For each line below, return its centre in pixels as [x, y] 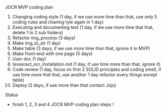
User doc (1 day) [29, 59]
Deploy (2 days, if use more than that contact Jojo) [64, 85]
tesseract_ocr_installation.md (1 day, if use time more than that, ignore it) [86, 64]
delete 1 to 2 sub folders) [38, 32]
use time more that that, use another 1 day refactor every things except [85, 75]
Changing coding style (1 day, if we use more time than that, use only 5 [85, 17]
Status [12, 95]
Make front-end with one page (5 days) [52, 54]
